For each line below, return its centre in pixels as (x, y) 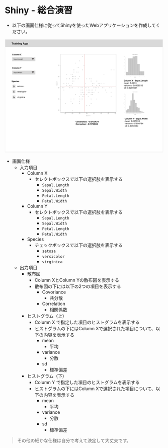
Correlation (54, 304)
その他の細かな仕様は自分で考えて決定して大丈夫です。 (74, 440)
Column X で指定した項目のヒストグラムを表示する (87, 322)
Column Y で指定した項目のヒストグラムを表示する (87, 382)
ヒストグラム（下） (47, 376)
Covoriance (54, 292)
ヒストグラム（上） (47, 316)
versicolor (53, 256)
